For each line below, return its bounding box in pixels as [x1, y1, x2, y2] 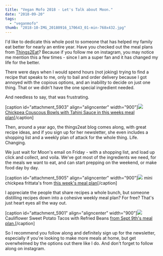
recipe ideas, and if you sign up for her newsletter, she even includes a [5, 129, 148, 135]
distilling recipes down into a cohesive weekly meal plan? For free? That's [5, 195, 154, 201]
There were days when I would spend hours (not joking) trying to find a [5, 69, 149, 75]
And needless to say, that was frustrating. [5, 94, 89, 100]
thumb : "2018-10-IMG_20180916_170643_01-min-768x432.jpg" [5, 25, 126, 30]
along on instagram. [5, 246, 46, 252]
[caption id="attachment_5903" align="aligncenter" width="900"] [5, 104, 138, 110]
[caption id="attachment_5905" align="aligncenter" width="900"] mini [5, 175, 153, 181]
